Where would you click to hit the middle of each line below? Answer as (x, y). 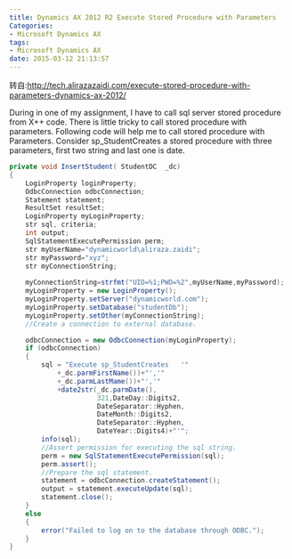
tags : (19, 42)
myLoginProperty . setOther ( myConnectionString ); (115, 316)
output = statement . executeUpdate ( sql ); (117, 489)
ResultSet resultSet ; (65, 208)
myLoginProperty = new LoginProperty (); (101, 291)
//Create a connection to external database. (111, 324)
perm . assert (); (69, 464)
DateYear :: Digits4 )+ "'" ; (143, 431)
